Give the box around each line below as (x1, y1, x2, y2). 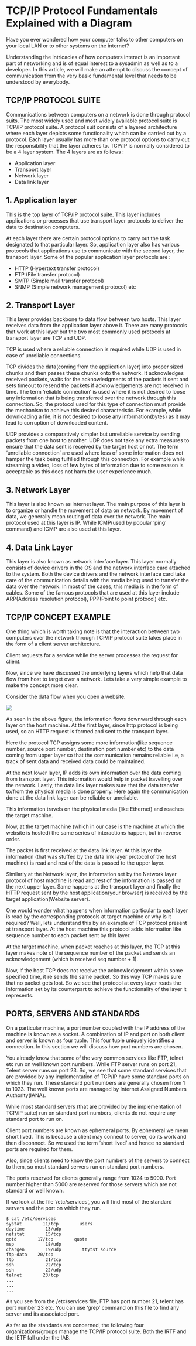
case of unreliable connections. (6, 352, 82, 359)
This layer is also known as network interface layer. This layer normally (6, 558, 177, 565)
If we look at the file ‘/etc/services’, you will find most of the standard (6, 1198, 172, 1205)
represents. (6, 992, 34, 999)
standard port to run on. (6, 1115, 64, 1122)
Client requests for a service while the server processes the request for (6, 651, 178, 658)
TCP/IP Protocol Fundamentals (6, 4, 159, 18)
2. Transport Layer (6, 300, 75, 310)
